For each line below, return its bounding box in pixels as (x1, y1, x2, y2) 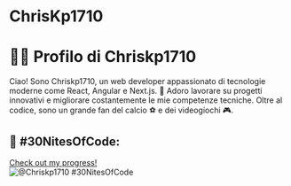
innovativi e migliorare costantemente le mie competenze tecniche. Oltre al (9, 95, 283, 105)
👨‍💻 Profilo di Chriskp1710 (9, 47, 197, 67)
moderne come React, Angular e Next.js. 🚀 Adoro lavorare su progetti (9, 86, 263, 97)
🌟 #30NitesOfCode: (9, 134, 121, 149)
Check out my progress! (9, 157, 98, 167)
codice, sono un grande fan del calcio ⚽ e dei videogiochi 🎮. (9, 105, 234, 116)
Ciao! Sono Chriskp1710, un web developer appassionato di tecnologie (9, 76, 266, 87)
